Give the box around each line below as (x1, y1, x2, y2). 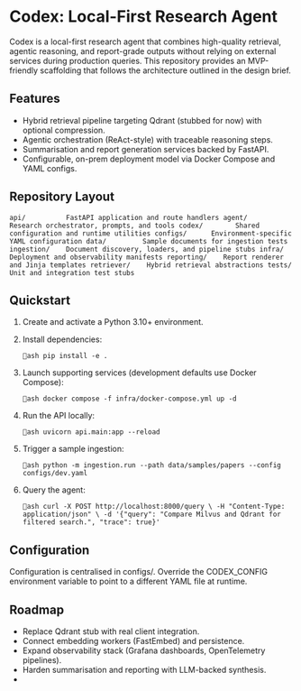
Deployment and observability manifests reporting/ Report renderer (9, 253, 284, 262)
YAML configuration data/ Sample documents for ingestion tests (9, 236, 288, 245)
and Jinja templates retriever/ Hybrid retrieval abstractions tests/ (9, 260, 293, 270)
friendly (9, 65, 39, 76)
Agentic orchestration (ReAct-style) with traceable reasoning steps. (22, 134, 273, 145)
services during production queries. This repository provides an (9, 55, 246, 66)
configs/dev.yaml (22, 469, 88, 478)
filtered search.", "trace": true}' (22, 518, 160, 527)
